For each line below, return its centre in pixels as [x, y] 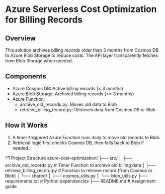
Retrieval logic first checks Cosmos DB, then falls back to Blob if [78, 143]
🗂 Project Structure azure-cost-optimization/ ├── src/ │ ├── [69, 158]
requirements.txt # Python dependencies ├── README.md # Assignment [81, 181]
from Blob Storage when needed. [39, 61]
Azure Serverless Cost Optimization [81, 9]
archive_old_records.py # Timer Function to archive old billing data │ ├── [81, 165]
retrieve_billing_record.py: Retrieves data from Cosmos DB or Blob [87, 109]
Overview [21, 38]
